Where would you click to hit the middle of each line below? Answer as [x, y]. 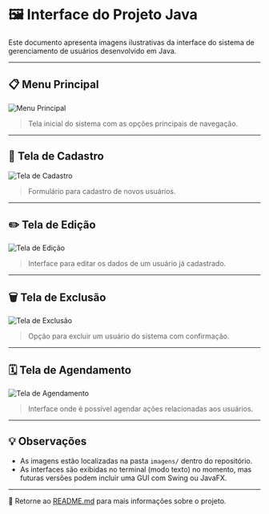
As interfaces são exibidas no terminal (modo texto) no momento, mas [136, 469]
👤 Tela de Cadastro [56, 156]
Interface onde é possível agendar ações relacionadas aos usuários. [141, 409]
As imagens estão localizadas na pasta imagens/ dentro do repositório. [136, 460]
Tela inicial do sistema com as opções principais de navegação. [133, 123]
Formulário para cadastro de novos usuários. [102, 191]
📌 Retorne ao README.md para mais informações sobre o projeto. [117, 500]
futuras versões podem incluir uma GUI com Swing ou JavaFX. [123, 478]
